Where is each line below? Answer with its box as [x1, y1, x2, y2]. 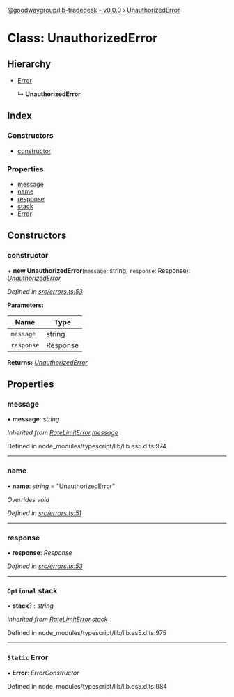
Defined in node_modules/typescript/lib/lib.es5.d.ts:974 [7, 442, 167, 451]
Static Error [7, 652, 49, 662]
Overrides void [7, 495, 50, 503]
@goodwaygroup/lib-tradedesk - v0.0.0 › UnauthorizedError [7, 6, 180, 14]
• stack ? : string [7, 602, 54, 610]
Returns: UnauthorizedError [7, 358, 88, 366]
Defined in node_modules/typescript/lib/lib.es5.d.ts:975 [7, 629, 167, 637]
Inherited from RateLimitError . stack [7, 616, 108, 624]
